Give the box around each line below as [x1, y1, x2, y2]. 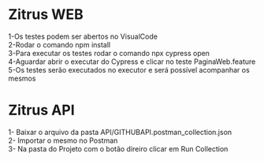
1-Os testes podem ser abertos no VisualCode [8, 32, 158, 41]
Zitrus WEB [8, 6, 84, 24]
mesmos [8, 73, 36, 83]
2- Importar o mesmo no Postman [8, 136, 118, 145]
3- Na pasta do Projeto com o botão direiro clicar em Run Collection [8, 144, 229, 153]
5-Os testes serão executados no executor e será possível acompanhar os [8, 65, 250, 74]
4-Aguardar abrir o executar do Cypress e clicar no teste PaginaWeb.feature [8, 57, 256, 66]
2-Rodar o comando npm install [8, 39, 111, 49]
